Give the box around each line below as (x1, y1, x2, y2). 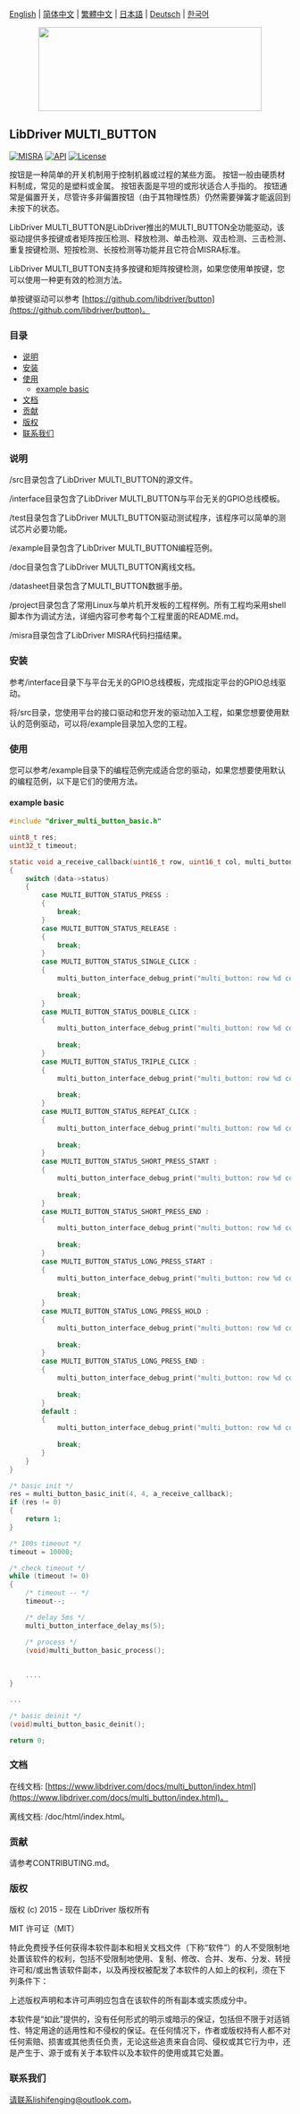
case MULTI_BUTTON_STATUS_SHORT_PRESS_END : (41, 1207, 210, 1216)
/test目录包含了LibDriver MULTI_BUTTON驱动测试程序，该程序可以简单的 (9, 512, 279, 523)
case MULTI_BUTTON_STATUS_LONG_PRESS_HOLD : (41, 1307, 210, 1316)
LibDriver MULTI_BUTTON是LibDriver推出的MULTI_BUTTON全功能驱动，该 (9, 221, 286, 232)
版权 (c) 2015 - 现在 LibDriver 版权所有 (9, 1904, 150, 1915)
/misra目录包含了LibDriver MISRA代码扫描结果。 (9, 630, 187, 641)
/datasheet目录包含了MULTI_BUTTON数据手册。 (9, 581, 187, 592)
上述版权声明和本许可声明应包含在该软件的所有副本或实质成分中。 (9, 1995, 252, 2006)
